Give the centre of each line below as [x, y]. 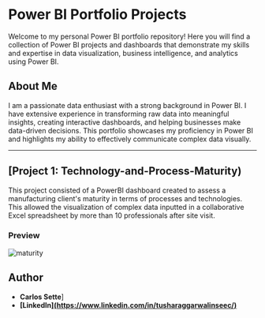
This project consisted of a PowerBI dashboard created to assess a [117, 190]
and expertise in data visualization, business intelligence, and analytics [123, 53]
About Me [33, 86]
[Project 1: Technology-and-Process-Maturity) [125, 171]
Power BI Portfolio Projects [97, 15]
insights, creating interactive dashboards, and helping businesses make [125, 122]
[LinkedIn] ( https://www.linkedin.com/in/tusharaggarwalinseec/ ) [128, 305]
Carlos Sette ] [42, 297]
